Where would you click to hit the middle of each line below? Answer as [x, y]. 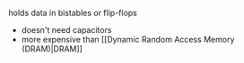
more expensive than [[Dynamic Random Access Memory [128, 39]
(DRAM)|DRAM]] [52, 49]
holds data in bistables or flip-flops [73, 13]
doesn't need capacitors [66, 30]
